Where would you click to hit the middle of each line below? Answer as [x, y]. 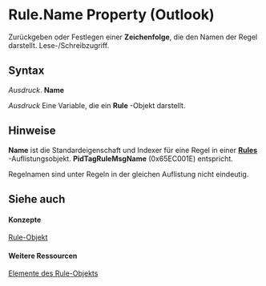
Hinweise [32, 131]
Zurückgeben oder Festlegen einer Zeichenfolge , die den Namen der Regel [133, 37]
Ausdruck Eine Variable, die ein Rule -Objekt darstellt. [97, 105]
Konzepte [25, 220]
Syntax [26, 71]
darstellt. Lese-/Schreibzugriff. [59, 45]
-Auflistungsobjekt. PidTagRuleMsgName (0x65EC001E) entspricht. [121, 159]
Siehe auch [37, 199]
